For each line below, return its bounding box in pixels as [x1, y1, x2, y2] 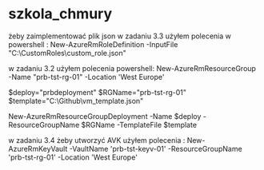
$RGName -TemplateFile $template [81, 120, 198, 129]
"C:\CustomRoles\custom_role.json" [8, 48, 126, 57]
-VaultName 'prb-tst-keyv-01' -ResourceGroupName [69, 144, 242, 153]
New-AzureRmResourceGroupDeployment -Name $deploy [8, 111, 202, 121]
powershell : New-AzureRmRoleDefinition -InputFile [8, 39, 178, 49]
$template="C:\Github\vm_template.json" [8, 96, 144, 105]
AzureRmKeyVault [8, 144, 68, 153]
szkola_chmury [8, 5, 113, 23]
